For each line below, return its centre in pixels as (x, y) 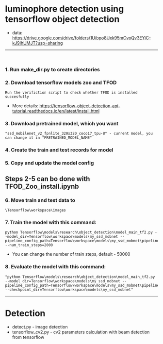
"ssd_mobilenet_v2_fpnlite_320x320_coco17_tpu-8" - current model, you (79, 134)
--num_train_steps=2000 (29, 245)
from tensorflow (28, 337)
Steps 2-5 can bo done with (48, 179)
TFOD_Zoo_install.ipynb (42, 186)
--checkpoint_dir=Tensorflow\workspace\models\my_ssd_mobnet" (69, 290)
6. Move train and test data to (40, 200)
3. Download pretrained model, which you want (62, 124)
